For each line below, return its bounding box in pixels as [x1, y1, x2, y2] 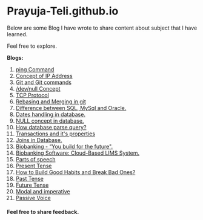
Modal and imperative [15, 187, 70, 195]
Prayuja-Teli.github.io [7, 4, 119, 18]
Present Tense [15, 162, 52, 169]
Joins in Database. [15, 136, 62, 143]
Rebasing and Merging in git [15, 98, 87, 105]
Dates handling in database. [15, 111, 85, 118]
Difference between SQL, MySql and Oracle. [15, 104, 127, 111]
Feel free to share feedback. [7, 208, 79, 215]
